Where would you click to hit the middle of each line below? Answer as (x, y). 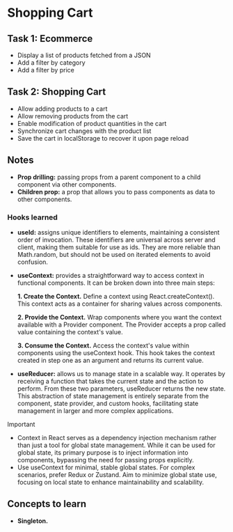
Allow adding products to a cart (62, 109)
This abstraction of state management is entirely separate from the (113, 396)
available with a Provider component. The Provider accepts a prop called (121, 324)
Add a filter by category (51, 63)
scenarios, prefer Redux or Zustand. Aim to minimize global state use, (117, 474)
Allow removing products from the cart (73, 116)
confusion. (33, 262)
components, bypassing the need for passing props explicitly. (106, 460)
